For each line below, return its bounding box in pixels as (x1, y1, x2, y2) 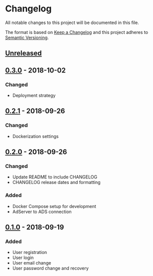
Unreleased (5, 49, 42, 57)
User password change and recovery (12, 265, 89, 271)
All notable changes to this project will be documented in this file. (5, 19, 140, 25)
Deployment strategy (12, 92, 56, 98)
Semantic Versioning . (5, 34, 49, 40)
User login (12, 254, 34, 260)
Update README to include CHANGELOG (12, 174, 98, 180)
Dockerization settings (12, 133, 59, 139)
